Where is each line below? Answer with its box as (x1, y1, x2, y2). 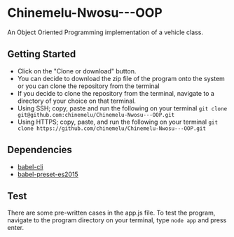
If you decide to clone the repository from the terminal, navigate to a (17, 89, 215, 97)
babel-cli (17, 162, 43, 171)
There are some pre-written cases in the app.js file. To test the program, (7, 208, 216, 217)
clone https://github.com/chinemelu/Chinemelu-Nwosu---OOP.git (17, 124, 207, 132)
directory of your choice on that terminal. (17, 96, 137, 105)
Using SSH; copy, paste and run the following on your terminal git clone (17, 103, 228, 113)
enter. (7, 224, 25, 232)
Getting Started (7, 48, 76, 60)
